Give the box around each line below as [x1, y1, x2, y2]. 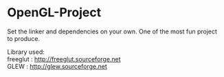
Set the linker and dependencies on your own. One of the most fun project [7, 27, 218, 35]
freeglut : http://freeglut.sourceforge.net [7, 55, 122, 63]
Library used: [7, 48, 45, 56]
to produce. [7, 34, 40, 42]
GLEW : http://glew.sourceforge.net [7, 62, 108, 70]
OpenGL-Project [7, 5, 102, 20]
